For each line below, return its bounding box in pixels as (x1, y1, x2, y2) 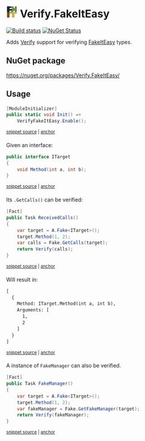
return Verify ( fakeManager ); (17, 412, 90, 418)
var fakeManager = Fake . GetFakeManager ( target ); (17, 406, 140, 412)
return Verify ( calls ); (17, 246, 73, 252)
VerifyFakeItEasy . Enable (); (17, 118, 87, 124)
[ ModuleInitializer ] (6, 105, 58, 112)
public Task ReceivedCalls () (6, 215, 79, 220)
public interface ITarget (6, 154, 70, 160)
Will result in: (6, 275, 38, 283)
